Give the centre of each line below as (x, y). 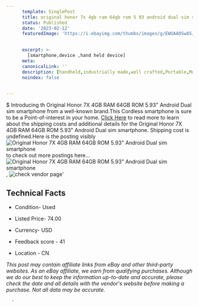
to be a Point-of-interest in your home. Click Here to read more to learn (93, 118)
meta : (28, 61)
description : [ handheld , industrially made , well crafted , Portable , (105, 72)
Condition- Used (35, 207)
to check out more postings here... (48, 155)
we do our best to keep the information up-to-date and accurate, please (94, 277)
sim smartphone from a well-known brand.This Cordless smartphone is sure (99, 111)
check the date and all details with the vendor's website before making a (95, 283)
